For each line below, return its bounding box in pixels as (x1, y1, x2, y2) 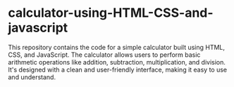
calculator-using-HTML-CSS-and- (8, 5, 214, 21)
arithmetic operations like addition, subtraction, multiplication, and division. (8, 58, 226, 66)
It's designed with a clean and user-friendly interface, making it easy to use (8, 65, 228, 74)
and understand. (8, 72, 56, 81)
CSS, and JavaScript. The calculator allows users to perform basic (8, 51, 201, 59)
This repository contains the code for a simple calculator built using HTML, (8, 43, 225, 51)
